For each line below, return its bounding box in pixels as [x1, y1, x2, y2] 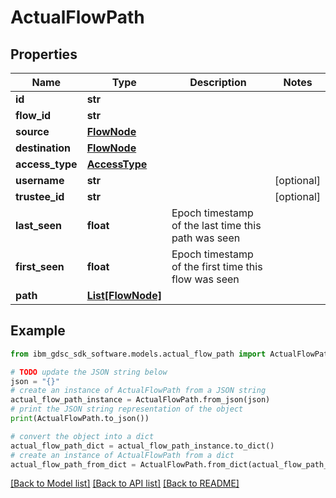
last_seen [15, 219, 63, 232]
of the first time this [171, 260, 263, 273]
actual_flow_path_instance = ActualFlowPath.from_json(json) [10, 395, 271, 405]
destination [15, 141, 71, 155]
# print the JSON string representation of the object [10, 404, 244, 415]
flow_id [15, 109, 52, 122]
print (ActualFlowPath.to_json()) [10, 414, 150, 424]
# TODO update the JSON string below [10, 367, 168, 377]
